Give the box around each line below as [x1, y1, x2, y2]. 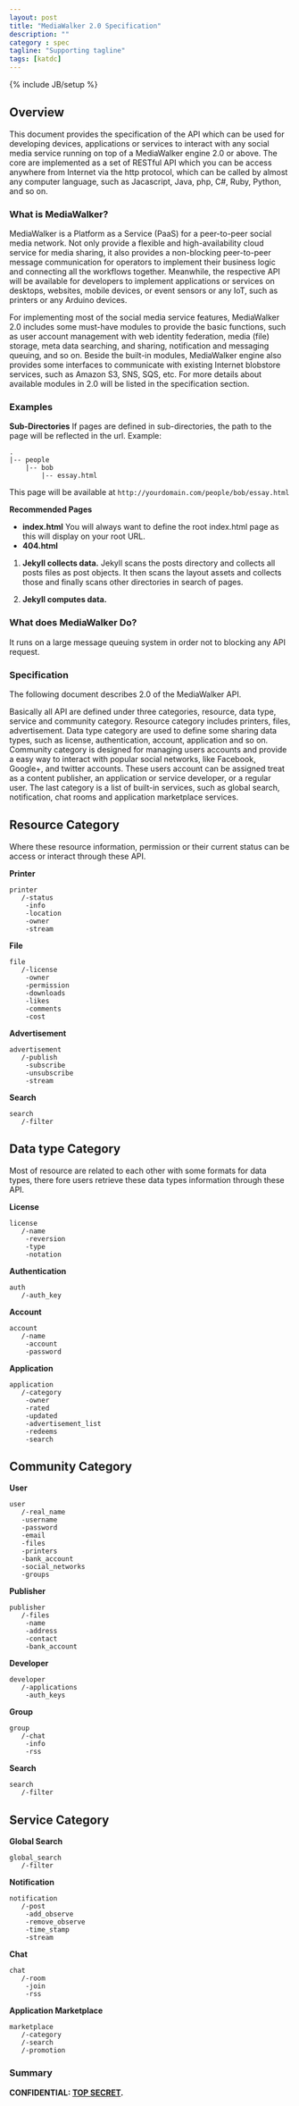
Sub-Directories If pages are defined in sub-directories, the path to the [9, 421, 272, 432]
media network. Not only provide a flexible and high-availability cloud [9, 238, 265, 248]
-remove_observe [25, 1917, 87, 1926]
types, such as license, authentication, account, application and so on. [9, 734, 269, 745]
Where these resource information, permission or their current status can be [9, 841, 290, 852]
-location [25, 909, 62, 918]
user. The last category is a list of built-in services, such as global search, [9, 783, 280, 793]
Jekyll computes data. [21, 594, 107, 605]
